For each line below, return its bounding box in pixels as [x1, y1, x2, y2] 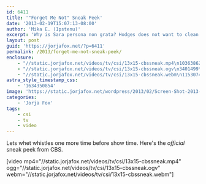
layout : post [6, 37, 40, 43]
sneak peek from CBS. [6, 146, 63, 153]
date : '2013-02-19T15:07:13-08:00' [6, 20, 97, 26]
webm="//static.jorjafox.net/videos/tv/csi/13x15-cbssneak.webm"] [6, 171, 174, 178]
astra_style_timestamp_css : [6, 77, 78, 83]
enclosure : [6, 54, 34, 61]
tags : [6, 105, 20, 112]
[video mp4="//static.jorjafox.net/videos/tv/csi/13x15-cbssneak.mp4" [6, 158, 182, 165]
